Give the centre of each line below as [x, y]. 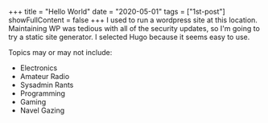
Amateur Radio [45, 76]
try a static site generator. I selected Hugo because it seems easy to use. [129, 37]
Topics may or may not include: [60, 52]
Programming [43, 93]
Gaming [33, 102]
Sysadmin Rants [47, 85]
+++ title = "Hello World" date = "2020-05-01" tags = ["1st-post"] [117, 12]
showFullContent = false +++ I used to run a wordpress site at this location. [133, 20]
